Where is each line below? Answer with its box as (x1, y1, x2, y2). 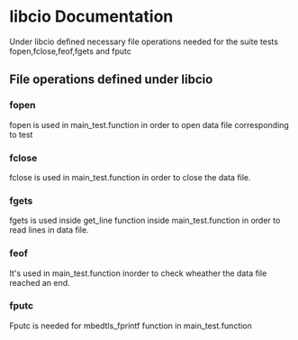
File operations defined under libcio (9, 72, 213, 87)
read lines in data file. (9, 225, 89, 235)
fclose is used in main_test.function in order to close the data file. (9, 171, 251, 182)
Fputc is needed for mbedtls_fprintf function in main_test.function (9, 320, 252, 331)
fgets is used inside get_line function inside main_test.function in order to (9, 215, 281, 226)
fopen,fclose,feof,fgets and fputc (9, 45, 132, 56)
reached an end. (9, 277, 70, 288)
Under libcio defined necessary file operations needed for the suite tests (9, 36, 279, 47)
